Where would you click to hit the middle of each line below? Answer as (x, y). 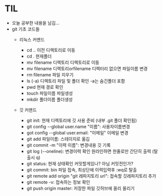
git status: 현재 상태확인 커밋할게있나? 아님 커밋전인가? (80, 163)
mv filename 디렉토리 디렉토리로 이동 (63, 62)
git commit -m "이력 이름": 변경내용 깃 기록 (69, 145)
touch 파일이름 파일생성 (50, 93)
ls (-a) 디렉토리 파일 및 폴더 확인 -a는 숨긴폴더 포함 (76, 81)
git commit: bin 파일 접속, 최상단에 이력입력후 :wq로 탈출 (82, 170)
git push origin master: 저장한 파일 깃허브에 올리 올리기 (81, 188)
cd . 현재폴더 (39, 56)
